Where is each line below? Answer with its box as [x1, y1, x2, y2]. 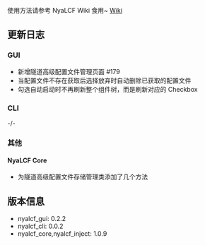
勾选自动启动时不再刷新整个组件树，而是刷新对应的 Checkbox [17, 85, 198, 93]
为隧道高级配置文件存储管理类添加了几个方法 [17, 172, 148, 181]
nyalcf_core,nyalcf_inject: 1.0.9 [17, 229, 107, 238]
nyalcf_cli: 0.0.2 [17, 222, 64, 230]
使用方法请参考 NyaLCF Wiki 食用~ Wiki [7, 6, 122, 14]
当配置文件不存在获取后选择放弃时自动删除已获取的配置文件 [17, 76, 192, 85]
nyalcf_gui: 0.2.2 [17, 214, 66, 222]
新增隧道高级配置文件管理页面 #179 [17, 67, 120, 76]
